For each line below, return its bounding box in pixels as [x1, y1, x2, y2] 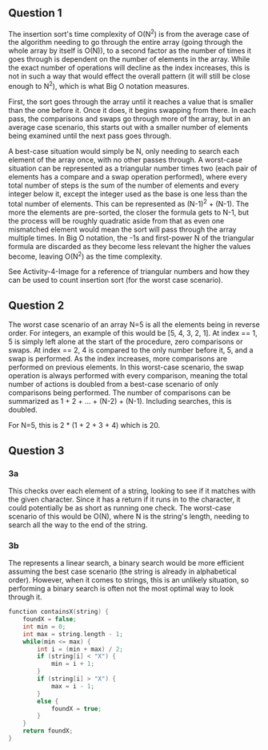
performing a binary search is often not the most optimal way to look [8, 584, 234, 594]
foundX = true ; [50, 704, 102, 712]
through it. [8, 592, 42, 602]
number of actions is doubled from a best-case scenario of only [8, 380, 218, 389]
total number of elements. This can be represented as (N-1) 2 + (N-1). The [8, 198, 250, 208]
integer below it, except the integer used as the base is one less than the [8, 189, 248, 199]
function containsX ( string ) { [8, 608, 110, 616]
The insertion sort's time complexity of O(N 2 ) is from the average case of [8, 27, 250, 38]
